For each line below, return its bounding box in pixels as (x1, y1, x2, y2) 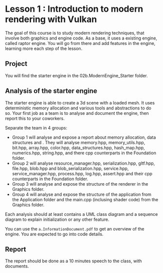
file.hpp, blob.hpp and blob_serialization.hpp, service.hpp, (12, 165, 129, 171)
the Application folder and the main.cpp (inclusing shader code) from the (12, 196, 159, 202)
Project (5, 60, 28, 68)
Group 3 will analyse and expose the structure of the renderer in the (12, 181, 148, 187)
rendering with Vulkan (5, 14, 97, 25)
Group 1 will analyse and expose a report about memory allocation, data (12, 134, 156, 140)
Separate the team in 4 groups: (5, 125, 68, 130)
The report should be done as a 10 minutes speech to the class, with (5, 258, 142, 264)
